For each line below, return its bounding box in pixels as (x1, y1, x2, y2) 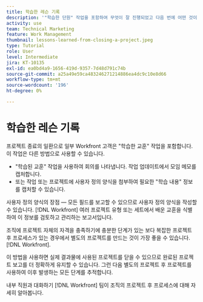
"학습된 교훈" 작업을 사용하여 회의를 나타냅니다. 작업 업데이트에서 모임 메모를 (15, 163, 197, 170)
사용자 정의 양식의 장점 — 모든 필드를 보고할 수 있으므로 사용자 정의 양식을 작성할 (6, 198, 198, 206)
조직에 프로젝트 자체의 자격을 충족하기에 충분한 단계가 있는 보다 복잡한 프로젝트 (6, 226, 193, 233)
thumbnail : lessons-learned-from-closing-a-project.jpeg (6, 37, 153, 43)
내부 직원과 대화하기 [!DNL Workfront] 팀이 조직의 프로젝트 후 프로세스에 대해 (6, 281, 190, 289)
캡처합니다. (15, 170, 42, 178)
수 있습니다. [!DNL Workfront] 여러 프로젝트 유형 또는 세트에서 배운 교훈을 (6, 206, 182, 213)
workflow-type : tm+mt (6, 76, 61, 82)
